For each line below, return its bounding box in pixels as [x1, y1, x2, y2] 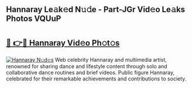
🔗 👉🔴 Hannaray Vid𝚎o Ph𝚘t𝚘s [6, 38, 120, 48]
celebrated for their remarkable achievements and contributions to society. [6, 75, 187, 82]
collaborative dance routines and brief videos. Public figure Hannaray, [6, 69, 175, 76]
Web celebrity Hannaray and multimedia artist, [54, 57, 167, 63]
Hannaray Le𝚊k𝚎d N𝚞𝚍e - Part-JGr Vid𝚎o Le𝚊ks [6, 5, 186, 15]
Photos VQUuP [6, 14, 61, 24]
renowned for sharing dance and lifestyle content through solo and [6, 63, 167, 69]
